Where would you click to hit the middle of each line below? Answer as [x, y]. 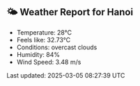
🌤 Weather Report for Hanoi [70, 12]
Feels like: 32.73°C [44, 40]
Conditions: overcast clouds [57, 47]
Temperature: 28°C [44, 32]
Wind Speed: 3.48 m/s [49, 62]
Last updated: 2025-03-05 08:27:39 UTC [66, 75]
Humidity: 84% [38, 54]
